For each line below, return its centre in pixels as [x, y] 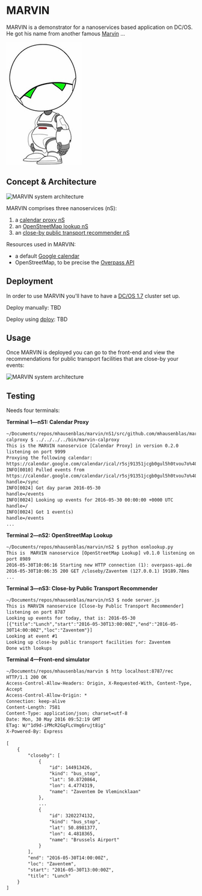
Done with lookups [29, 649]
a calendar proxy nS [40, 220]
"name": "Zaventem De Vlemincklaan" [95, 792]
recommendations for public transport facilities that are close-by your [92, 359]
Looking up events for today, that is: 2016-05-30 [71, 618]
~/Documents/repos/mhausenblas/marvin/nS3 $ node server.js [83, 600]
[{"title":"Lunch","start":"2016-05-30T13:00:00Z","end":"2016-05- [93, 624]
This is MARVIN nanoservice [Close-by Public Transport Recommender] [95, 606]
